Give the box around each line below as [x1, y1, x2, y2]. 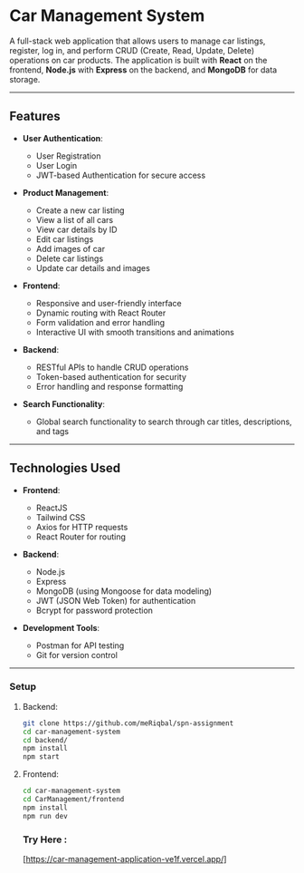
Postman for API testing [35, 640, 125, 651]
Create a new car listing [35, 205, 125, 216]
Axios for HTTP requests [35, 521, 128, 532]
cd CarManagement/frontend [22, 795, 125, 804]
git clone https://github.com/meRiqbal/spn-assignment [22, 718, 234, 728]
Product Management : [22, 187, 109, 198]
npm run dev [22, 811, 68, 820]
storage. [9, 73, 41, 84]
